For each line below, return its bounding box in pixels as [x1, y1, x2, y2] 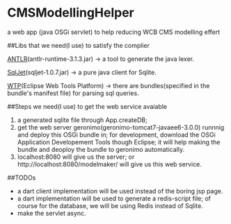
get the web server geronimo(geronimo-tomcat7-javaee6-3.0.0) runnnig [17, 123, 225, 131]
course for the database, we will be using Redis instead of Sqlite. [17, 201, 203, 209]
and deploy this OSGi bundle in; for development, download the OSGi [17, 130, 216, 139]
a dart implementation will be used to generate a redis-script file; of [17, 194, 211, 203]
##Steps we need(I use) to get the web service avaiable [7, 102, 168, 110]
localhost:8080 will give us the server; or [17, 153, 135, 161]
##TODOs [7, 173, 36, 182]
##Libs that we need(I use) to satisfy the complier [7, 41, 150, 49]
